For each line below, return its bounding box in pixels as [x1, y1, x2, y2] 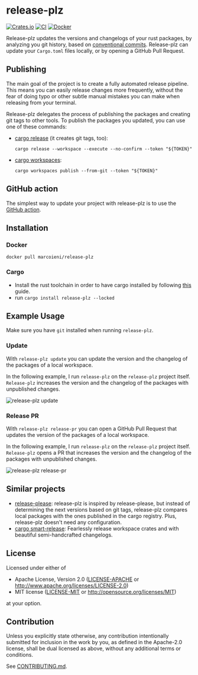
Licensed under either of [6, 564, 66, 571]
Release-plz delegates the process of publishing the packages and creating [6, 110, 191, 117]
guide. [14, 288, 31, 295]
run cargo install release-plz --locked [14, 294, 115, 301]
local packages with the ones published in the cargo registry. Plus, [14, 512, 177, 519]
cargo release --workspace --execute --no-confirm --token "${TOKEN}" [14, 146, 193, 152]
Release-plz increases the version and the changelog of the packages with [6, 379, 189, 386]
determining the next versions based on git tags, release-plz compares [14, 506, 188, 513]
